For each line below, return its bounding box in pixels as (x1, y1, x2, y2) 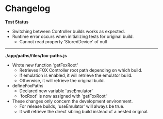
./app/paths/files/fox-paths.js (5, 52, 67, 58)
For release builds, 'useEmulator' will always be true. (19, 103, 125, 109)
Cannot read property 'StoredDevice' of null (19, 38, 107, 44)
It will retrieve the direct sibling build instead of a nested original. (19, 108, 149, 114)
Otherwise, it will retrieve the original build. (19, 77, 105, 83)
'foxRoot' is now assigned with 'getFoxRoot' (19, 93, 107, 99)
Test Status (5, 19, 29, 25)
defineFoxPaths (12, 83, 44, 88)
